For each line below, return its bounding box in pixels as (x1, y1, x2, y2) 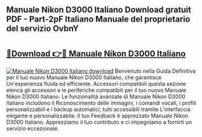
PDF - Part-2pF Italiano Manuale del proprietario (6, 14, 191, 25)
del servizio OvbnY (6, 23, 79, 34)
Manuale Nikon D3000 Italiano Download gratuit (6, 5, 192, 15)
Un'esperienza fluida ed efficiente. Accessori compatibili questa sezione (6, 81, 186, 87)
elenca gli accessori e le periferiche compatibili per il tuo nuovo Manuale (6, 87, 187, 94)
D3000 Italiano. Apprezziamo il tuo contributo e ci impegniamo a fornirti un (6, 118, 192, 126)
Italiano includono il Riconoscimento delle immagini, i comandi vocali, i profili (6, 99, 197, 106)
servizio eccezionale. (6, 125, 59, 132)
